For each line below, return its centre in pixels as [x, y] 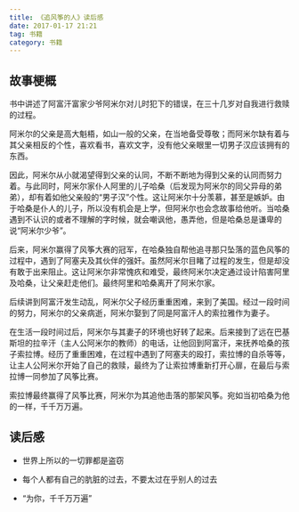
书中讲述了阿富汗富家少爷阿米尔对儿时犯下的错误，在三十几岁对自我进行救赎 [149, 104]
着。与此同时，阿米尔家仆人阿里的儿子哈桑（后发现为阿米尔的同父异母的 [141, 186]
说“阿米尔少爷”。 [40, 231]
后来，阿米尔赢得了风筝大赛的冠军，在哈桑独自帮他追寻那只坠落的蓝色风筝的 [149, 249]
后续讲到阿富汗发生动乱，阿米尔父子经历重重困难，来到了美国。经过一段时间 [149, 302]
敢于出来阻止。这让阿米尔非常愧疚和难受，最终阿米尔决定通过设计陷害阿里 [153, 272]
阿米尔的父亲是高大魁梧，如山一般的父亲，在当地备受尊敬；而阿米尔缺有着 [145, 134]
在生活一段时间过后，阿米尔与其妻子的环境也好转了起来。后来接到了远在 [141, 332]
